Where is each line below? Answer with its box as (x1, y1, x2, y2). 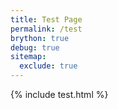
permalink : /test (10, 24, 83, 34)
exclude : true (19, 61, 78, 71)
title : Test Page (10, 14, 83, 25)
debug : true (10, 42, 60, 53)
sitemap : (10, 52, 47, 62)
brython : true (10, 33, 70, 43)
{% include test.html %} (10, 89, 109, 100)
